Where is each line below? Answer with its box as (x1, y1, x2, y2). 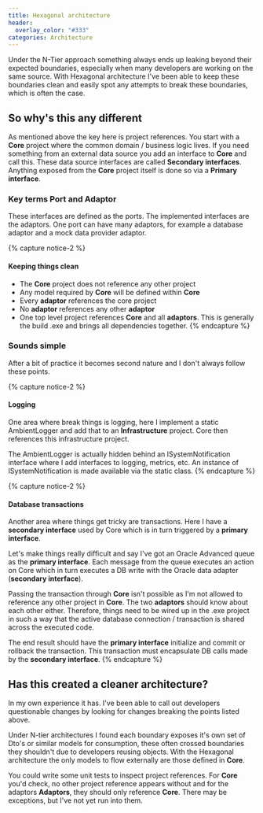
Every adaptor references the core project (19, 296, 157, 305)
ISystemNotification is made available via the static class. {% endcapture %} (8, 466, 256, 476)
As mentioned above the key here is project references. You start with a (8, 132, 240, 142)
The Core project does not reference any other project (19, 279, 196, 288)
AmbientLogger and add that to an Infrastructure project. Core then (8, 426, 228, 435)
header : (8, 19, 34, 27)
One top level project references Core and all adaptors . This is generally (19, 312, 254, 322)
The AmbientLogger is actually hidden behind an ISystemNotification (8, 449, 231, 459)
